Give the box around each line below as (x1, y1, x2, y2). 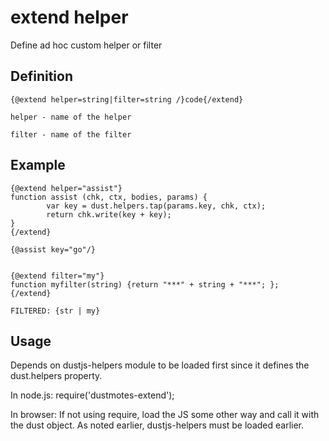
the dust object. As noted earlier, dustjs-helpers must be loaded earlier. (10, 419, 305, 431)
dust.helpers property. (10, 370, 103, 382)
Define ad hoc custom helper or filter (10, 39, 163, 51)
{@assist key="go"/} (10, 244, 97, 255)
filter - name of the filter (10, 129, 132, 140)
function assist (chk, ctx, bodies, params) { (10, 192, 208, 202)
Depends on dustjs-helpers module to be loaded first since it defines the (10, 359, 310, 371)
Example (10, 157, 66, 174)
